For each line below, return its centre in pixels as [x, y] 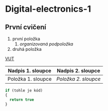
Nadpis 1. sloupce [30, 71]
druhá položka [27, 49]
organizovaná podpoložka [46, 44]
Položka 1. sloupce [30, 79]
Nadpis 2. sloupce [78, 71]
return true [22, 100]
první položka [26, 39]
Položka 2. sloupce [79, 79]
